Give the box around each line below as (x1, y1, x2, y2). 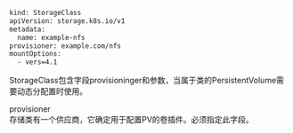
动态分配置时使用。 (16, 86, 87, 97)
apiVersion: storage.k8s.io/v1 (9, 16, 126, 26)
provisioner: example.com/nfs (9, 41, 122, 51)
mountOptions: (9, 50, 62, 59)
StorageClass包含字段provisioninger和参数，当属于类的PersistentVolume (9, 75, 277, 86)
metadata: (9, 25, 46, 34)
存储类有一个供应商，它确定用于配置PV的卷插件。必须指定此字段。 (9, 114, 254, 125)
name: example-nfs (17, 33, 86, 42)
